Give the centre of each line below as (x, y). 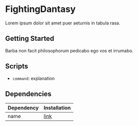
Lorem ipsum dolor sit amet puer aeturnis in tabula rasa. (63, 23)
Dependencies (28, 94)
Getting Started (30, 39)
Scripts (17, 66)
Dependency (23, 108)
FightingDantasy (40, 9)
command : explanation (33, 78)
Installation (57, 108)
